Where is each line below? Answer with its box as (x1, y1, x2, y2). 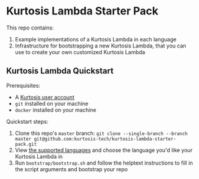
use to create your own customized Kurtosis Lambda (14, 48, 146, 55)
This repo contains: (6, 24, 54, 31)
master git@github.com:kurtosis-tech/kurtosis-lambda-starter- (14, 136, 177, 142)
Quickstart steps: (6, 118, 49, 125)
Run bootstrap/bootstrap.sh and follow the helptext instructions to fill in (14, 159, 193, 166)
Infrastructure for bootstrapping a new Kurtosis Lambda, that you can (14, 42, 187, 49)
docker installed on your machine (14, 106, 97, 114)
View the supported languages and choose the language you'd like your (14, 146, 193, 154)
